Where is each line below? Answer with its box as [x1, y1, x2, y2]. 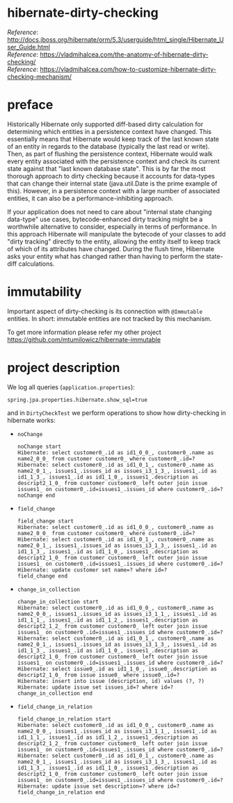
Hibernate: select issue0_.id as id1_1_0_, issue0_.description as [17, 665, 217, 673]
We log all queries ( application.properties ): [7, 382, 136, 391]
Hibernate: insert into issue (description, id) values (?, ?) [17, 677, 205, 684]
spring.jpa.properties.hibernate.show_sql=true [7, 396, 148, 403]
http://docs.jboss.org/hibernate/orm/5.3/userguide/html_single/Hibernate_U [7, 35, 224, 43]
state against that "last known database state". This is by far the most [7, 164, 207, 172]
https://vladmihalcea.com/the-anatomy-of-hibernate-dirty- [40, 50, 209, 59]
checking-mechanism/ [7, 72, 72, 81]
